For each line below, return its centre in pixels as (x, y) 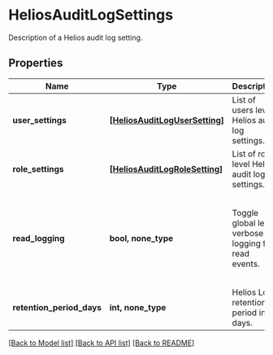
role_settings (38, 169)
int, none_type (138, 307)
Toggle (245, 213)
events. (246, 264)
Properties (36, 63)
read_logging (39, 238)
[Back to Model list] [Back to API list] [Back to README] (102, 343)
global (244, 223)
